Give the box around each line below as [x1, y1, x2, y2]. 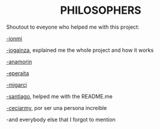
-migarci [6, 81, 27, 88]
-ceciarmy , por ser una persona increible [6, 104, 107, 111]
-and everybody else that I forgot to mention [6, 116, 116, 123]
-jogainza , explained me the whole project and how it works [6, 46, 154, 54]
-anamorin [6, 58, 32, 65]
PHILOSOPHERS [59, 4, 142, 17]
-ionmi [6, 35, 23, 42]
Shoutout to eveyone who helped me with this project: [6, 23, 140, 30]
